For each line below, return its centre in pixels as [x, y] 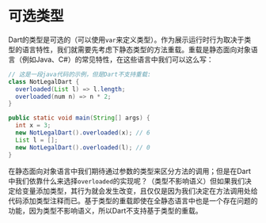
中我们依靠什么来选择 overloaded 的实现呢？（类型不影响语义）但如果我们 [127, 181]
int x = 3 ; [33, 126]
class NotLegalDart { [44, 81]
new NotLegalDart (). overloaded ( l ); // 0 [83, 147]
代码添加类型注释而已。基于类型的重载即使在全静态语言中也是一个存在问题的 [133, 200]
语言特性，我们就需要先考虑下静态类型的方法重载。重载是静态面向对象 [136, 49]
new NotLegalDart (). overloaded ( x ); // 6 [83, 133]
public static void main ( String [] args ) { [79, 118]
